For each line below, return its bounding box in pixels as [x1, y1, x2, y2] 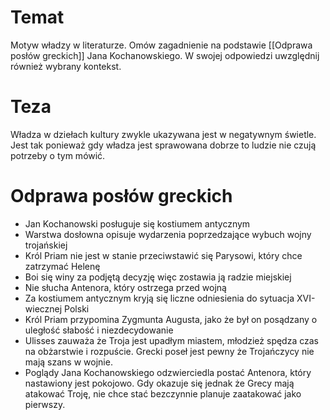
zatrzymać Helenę [24, 260, 101, 272]
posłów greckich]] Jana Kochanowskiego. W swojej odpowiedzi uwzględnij [10, 49, 320, 61]
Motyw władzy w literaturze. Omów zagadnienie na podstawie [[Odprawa [10, 39, 313, 51]
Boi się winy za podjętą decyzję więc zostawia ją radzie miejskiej [24, 271, 292, 283]
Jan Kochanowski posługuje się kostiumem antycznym [24, 217, 251, 230]
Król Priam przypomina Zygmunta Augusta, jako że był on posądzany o [24, 313, 318, 325]
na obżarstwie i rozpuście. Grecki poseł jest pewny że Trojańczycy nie [24, 345, 315, 357]
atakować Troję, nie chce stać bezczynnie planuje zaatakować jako [24, 387, 302, 400]
